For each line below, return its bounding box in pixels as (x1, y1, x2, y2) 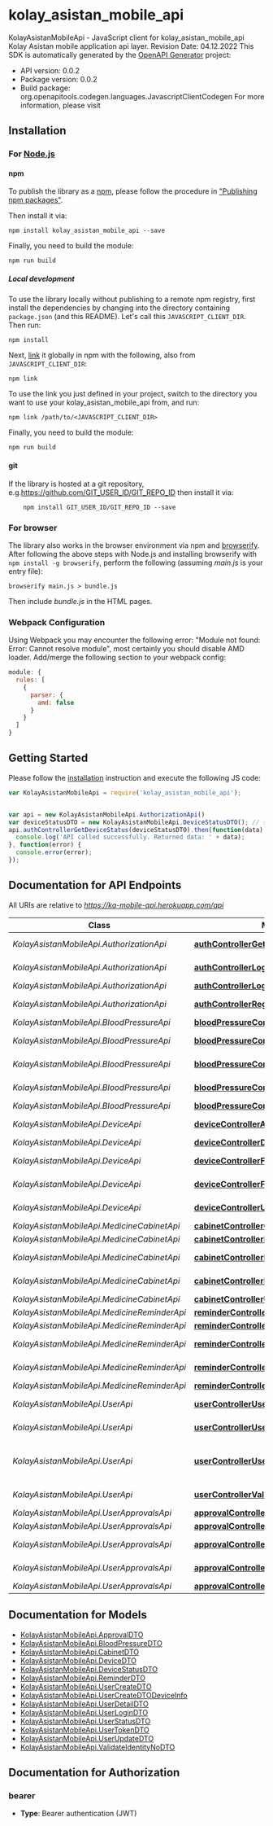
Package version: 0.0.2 (19, 74, 97, 84)
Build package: (19, 83, 71, 93)
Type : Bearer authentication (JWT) (19, 1809, 137, 1819)
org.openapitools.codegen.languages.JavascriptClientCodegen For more (19, 91, 265, 101)
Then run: (8, 320, 41, 331)
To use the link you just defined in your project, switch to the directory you (8, 389, 258, 399)
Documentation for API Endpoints (8, 878, 182, 892)
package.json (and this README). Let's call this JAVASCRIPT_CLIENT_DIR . (8, 312, 246, 322)
